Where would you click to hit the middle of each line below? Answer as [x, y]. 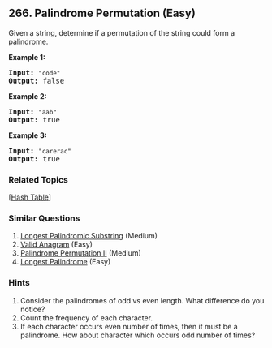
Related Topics [39, 179]
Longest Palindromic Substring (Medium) [89, 236]
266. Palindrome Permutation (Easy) [102, 13]
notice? [32, 309]
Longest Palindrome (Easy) [65, 262]
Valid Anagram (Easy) [56, 245]
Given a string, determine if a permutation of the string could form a [122, 32]
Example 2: [28, 96]
